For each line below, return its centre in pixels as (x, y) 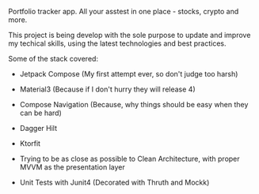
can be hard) (40, 113)
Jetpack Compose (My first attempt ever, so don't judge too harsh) (129, 74)
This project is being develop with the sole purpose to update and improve (129, 35)
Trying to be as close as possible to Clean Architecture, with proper (129, 159)
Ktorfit (30, 144)
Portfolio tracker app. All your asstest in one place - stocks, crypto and (124, 11)
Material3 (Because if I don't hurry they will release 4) (107, 89)
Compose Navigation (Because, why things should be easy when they (134, 104)
